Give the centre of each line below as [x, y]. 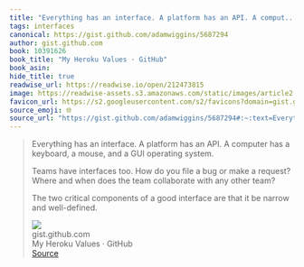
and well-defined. [64, 207]
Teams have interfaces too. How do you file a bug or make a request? [161, 171]
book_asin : [30, 69]
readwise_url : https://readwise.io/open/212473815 [107, 85]
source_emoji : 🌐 [41, 110]
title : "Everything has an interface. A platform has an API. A [133, 18]
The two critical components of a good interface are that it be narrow [160, 198]
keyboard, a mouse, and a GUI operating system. [123, 153]
